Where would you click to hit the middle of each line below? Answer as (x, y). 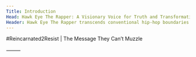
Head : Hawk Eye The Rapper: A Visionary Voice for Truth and (82, 17)
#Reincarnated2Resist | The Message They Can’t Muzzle (74, 39)
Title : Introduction (31, 11)
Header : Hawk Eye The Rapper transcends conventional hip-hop (83, 22)
